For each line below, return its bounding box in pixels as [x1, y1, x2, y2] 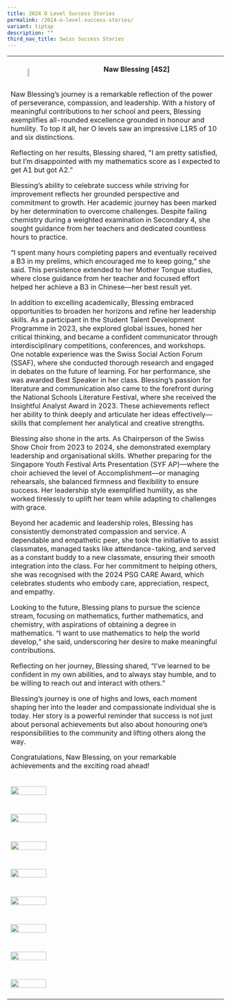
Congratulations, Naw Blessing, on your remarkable [10, 752, 177, 762]
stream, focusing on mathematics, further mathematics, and [10, 611, 204, 621]
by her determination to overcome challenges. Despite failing [10, 207, 208, 216]
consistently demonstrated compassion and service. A [10, 527, 187, 537]
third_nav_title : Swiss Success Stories [7, 36, 125, 43]
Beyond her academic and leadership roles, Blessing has [10, 518, 194, 528]
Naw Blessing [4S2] [103, 65, 170, 74]
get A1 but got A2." [10, 165, 74, 175]
